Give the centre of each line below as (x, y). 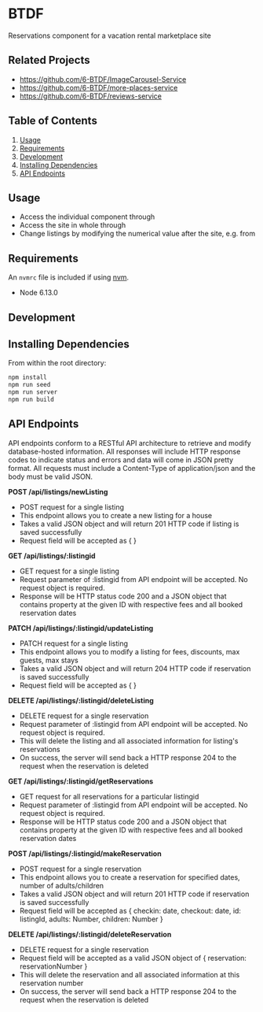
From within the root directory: (57, 363)
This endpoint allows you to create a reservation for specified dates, (130, 877)
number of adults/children (62, 885)
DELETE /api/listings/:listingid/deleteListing (81, 700)
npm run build (31, 400)
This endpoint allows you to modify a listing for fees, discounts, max (130, 651)
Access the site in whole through (73, 225)
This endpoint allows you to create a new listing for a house (116, 515)
